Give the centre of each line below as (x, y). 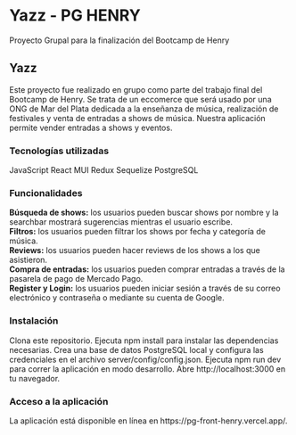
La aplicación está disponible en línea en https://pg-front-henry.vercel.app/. (148, 421)
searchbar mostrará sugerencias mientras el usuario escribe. (121, 222)
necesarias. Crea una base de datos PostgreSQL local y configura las (137, 349)
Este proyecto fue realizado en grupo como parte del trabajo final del (136, 89)
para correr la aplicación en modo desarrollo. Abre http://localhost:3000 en (148, 369)
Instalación (34, 321)
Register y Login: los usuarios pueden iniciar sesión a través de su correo (145, 288)
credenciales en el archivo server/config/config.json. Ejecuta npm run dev (145, 359)
